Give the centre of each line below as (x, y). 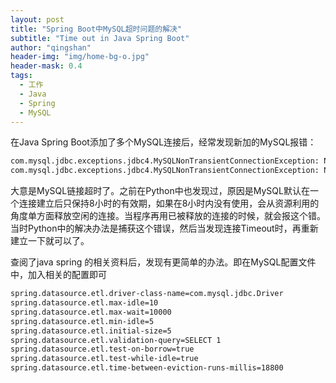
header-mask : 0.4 (46, 66)
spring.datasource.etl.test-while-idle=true (104, 359)
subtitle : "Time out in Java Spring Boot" (100, 38)
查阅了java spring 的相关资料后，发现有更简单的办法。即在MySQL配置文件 (163, 262)
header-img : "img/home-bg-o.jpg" (80, 57)
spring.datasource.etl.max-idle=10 (84, 303)
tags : (21, 76)
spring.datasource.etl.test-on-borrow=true (102, 349)
